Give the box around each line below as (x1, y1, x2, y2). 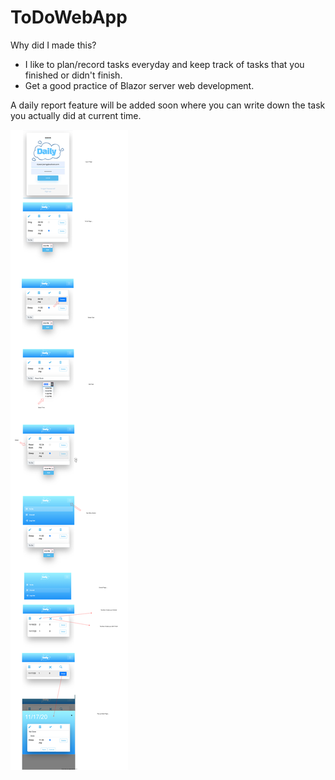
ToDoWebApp (10, 6, 128, 29)
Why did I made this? (10, 39, 97, 51)
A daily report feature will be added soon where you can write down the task (10, 99, 326, 111)
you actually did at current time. (10, 109, 142, 121)
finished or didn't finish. (24, 69, 123, 81)
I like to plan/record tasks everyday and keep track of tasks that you (24, 58, 305, 70)
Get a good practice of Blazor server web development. (24, 79, 255, 91)
